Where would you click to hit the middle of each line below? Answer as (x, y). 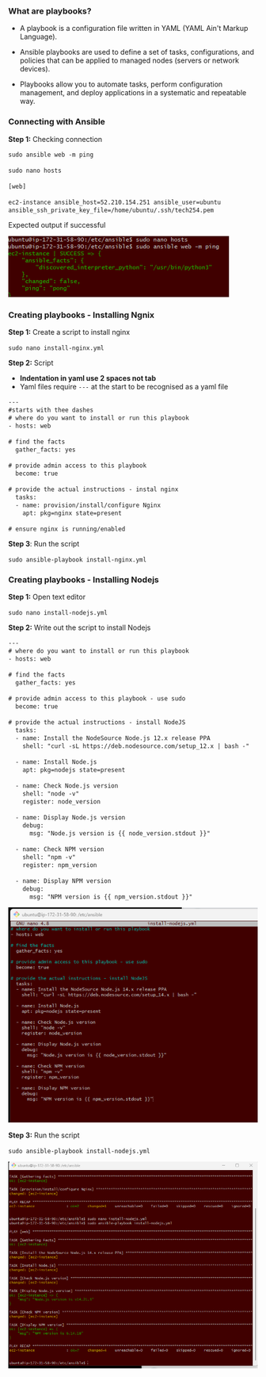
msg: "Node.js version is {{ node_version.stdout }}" (120, 834)
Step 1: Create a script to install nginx (69, 332)
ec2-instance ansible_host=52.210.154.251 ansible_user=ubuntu (115, 202)
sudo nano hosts (35, 171)
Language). (38, 36)
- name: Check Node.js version (67, 786)
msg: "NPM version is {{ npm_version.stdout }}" (111, 897)
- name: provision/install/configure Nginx (88, 505)
